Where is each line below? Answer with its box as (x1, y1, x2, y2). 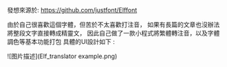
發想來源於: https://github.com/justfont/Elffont (7, 6, 138, 14)
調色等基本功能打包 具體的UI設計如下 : (7, 38, 116, 46)
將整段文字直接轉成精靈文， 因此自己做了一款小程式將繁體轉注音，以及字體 (7, 29, 220, 37)
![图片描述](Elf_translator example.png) (7, 52, 118, 60)
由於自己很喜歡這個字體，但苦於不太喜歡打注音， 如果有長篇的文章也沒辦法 (7, 21, 220, 29)
